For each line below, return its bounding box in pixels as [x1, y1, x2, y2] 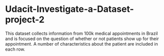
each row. [5, 46, 26, 52]
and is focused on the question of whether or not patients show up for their [5, 36, 159, 42]
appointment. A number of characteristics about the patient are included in [5, 41, 158, 47]
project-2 [5, 14, 45, 25]
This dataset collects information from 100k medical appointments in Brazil [5, 30, 158, 36]
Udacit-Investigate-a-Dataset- [5, 3, 134, 15]
